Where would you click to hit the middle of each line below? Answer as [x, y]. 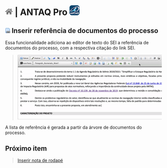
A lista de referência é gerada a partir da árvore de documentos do [74, 128]
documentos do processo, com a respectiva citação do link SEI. [70, 48]
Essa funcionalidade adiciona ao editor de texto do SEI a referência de [77, 43]
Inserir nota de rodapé [40, 161]
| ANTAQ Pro [41, 12]
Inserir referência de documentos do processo [85, 31]
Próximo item [26, 148]
